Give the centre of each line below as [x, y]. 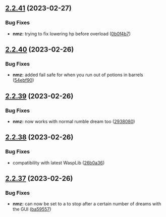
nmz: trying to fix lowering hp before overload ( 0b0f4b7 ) [72, 34]
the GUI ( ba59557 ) [32, 209]
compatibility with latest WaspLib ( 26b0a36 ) [59, 162]
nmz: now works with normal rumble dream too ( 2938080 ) [74, 122]
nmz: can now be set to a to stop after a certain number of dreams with [87, 204]
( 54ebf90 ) [23, 80]
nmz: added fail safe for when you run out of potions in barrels [78, 75]
